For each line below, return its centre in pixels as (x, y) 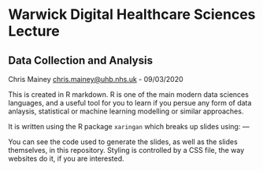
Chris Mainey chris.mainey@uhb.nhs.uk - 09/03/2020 (96, 79)
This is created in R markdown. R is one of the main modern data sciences (129, 95)
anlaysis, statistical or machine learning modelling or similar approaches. (126, 111)
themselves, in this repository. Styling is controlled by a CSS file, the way (126, 150)
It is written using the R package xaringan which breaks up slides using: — (129, 126)
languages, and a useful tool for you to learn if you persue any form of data (130, 103)
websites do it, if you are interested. (66, 158)
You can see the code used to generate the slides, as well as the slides (123, 142)
